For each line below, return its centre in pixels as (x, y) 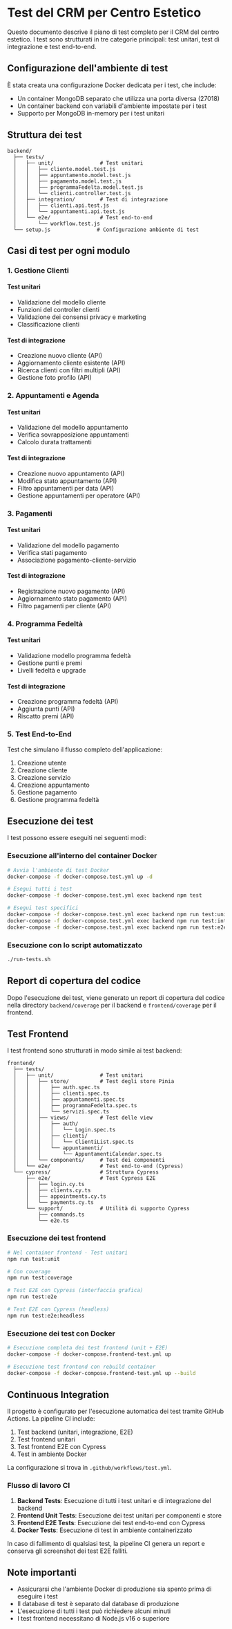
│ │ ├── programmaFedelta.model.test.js (78, 187)
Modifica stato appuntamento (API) (67, 481)
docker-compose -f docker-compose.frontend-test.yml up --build (101, 1373)
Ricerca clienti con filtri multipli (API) (69, 370)
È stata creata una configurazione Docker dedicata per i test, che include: (112, 85)
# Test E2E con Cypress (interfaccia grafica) (75, 1291)
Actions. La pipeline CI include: (51, 1419)
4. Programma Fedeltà (45, 624)
